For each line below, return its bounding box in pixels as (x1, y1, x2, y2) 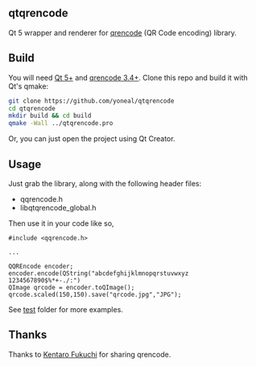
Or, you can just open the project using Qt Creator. (8, 134, 175, 144)
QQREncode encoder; (8, 262, 74, 270)
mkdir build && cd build (8, 112, 92, 120)
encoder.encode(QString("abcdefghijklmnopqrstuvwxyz (8, 269, 189, 277)
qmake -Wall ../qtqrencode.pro (8, 119, 114, 127)
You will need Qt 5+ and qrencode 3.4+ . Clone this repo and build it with (8, 73, 248, 82)
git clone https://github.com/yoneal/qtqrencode (8, 97, 175, 105)
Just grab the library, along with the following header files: (8, 178, 202, 188)
